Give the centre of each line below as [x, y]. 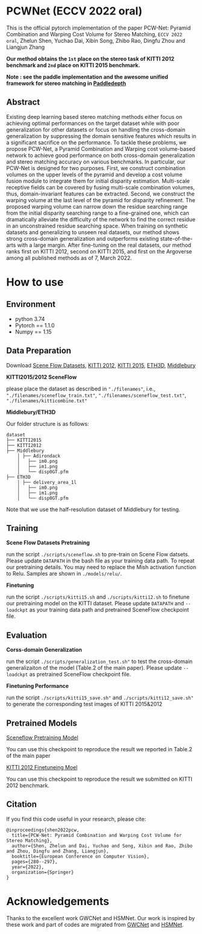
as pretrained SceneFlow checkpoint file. [80, 675]
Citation [22, 805]
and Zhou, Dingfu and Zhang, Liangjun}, [58, 851]
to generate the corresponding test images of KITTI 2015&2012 [84, 704]
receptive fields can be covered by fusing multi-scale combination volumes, [100, 187]
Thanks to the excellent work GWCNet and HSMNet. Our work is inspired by [101, 918]
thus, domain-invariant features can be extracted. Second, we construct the [100, 194]
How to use [35, 282]
